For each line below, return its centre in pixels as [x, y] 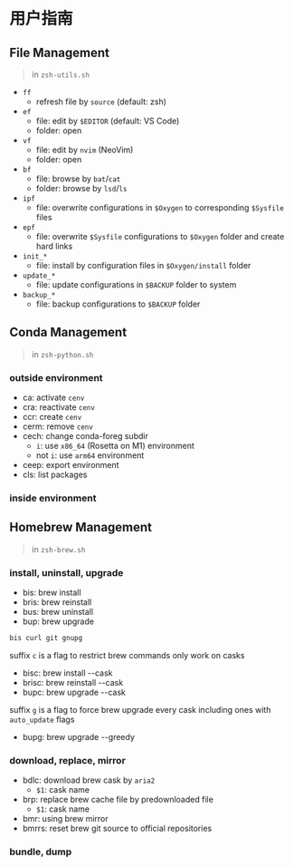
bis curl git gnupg [46, 638]
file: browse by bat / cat [78, 179]
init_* [35, 257]
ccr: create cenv [52, 417]
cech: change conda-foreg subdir [85, 436]
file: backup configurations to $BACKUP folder [118, 304]
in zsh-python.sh [62, 354]
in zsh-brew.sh [58, 549]
